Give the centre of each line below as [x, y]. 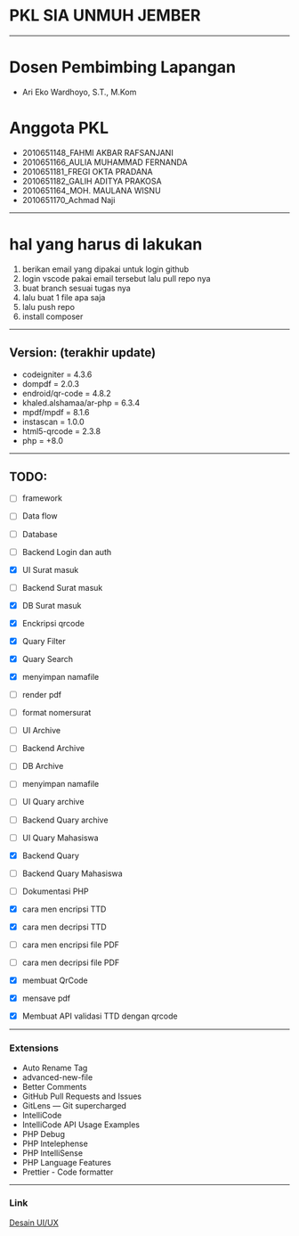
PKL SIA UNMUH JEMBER [105, 16]
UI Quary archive [53, 802]
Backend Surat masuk [62, 587]
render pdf [42, 695]
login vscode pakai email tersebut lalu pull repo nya [116, 278]
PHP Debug [43, 1134]
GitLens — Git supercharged [74, 1105]
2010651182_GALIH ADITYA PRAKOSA [92, 181]
